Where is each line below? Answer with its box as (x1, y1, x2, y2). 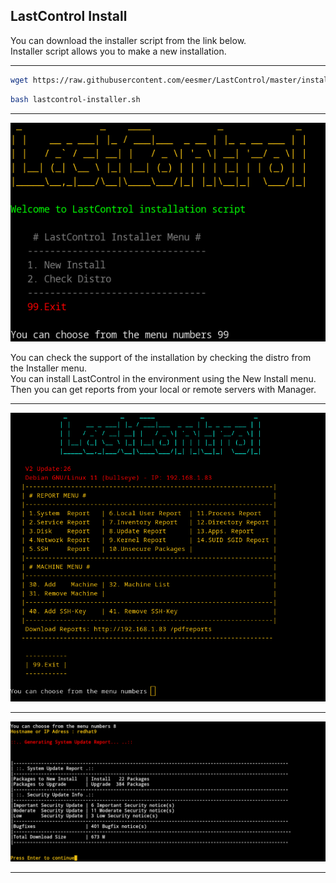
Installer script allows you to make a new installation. (10, 45, 227, 57)
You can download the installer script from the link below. (10, 34, 247, 46)
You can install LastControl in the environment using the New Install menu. (10, 373, 317, 385)
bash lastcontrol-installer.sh (10, 94, 141, 104)
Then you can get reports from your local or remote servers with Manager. (10, 384, 317, 396)
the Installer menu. (10, 362, 88, 374)
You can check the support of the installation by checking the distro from (10, 352, 312, 364)
